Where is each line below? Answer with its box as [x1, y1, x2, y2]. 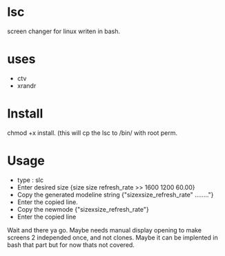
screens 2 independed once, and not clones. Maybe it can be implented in [7, 233, 219, 241]
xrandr [17, 81, 37, 90]
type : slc [17, 176, 43, 184]
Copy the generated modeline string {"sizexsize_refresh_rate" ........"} [17, 190, 214, 199]
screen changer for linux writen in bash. [7, 27, 121, 35]
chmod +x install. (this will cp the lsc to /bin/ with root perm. [7, 129, 178, 137]
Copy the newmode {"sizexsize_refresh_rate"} [17, 205, 150, 213]
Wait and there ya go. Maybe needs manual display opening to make [7, 226, 202, 234]
